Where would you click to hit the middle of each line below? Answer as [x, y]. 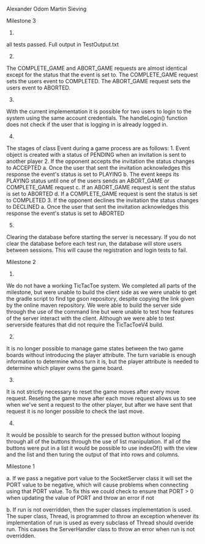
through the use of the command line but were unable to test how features [100, 312]
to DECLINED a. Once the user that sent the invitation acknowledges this [98, 207]
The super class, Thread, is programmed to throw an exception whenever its [102, 516]
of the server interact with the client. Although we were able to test [91, 318]
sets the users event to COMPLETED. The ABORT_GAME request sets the [99, 81]
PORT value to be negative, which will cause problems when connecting [97, 485]
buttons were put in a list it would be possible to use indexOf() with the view [102, 448]
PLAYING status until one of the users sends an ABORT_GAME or [88, 181]
